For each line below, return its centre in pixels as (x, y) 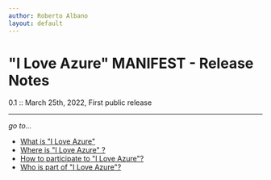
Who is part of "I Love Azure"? (71, 167)
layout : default (35, 23)
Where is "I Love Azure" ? (63, 150)
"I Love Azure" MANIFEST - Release (131, 63)
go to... (20, 126)
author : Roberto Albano (48, 16)
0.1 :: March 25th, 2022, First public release (80, 103)
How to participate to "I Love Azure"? (82, 159)
